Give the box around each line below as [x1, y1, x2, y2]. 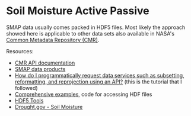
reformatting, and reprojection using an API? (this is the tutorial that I [14, 78, 182, 85]
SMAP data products [14, 65, 66, 72]
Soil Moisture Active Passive [6, 4, 149, 18]
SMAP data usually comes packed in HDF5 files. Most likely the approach [6, 24, 186, 31]
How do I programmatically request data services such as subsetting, [14, 72, 185, 79]
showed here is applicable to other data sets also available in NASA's [6, 30, 175, 37]
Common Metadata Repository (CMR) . [6, 36, 100, 43]
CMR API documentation [14, 59, 75, 66]
